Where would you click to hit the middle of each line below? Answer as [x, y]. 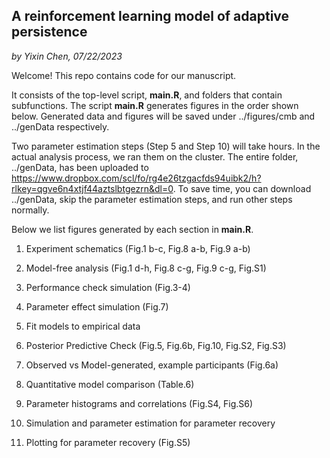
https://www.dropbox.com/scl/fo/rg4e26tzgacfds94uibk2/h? [136, 178]
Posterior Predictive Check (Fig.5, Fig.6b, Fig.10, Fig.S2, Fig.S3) [156, 345]
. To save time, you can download [242, 188]
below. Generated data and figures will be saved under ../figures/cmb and [163, 116]
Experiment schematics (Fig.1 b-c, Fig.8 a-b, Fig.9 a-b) [138, 248]
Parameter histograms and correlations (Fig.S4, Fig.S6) [139, 403]
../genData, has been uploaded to [80, 167]
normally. [30, 210]
